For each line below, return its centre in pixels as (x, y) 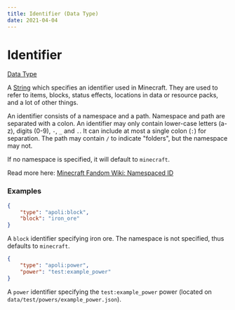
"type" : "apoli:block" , (55, 212)
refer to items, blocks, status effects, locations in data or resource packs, (113, 95)
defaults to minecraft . (39, 246)
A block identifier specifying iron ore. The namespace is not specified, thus (116, 239)
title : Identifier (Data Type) (53, 14)
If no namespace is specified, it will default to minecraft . (89, 160)
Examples (25, 191)
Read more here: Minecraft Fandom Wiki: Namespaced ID (90, 173)
